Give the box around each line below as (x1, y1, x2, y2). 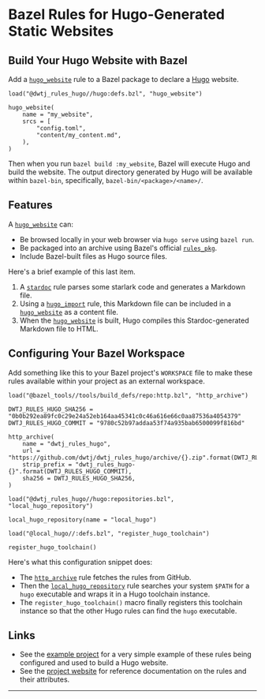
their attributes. (19, 675, 70, 684)
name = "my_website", (22, 110, 93, 118)
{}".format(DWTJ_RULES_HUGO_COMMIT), (8, 467, 132, 475)
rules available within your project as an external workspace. (8, 376, 205, 386)
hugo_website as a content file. (19, 307, 118, 316)
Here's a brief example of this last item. (8, 267, 136, 276)
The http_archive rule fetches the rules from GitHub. (19, 572, 192, 581)
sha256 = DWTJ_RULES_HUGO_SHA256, (22, 474, 136, 482)
